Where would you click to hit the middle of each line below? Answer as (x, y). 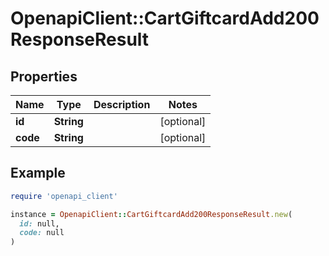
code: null (42, 233)
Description (122, 104)
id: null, (39, 223)
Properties (44, 76)
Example (38, 173)
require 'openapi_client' (64, 196)
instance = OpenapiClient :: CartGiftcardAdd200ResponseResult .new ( (151, 214)
